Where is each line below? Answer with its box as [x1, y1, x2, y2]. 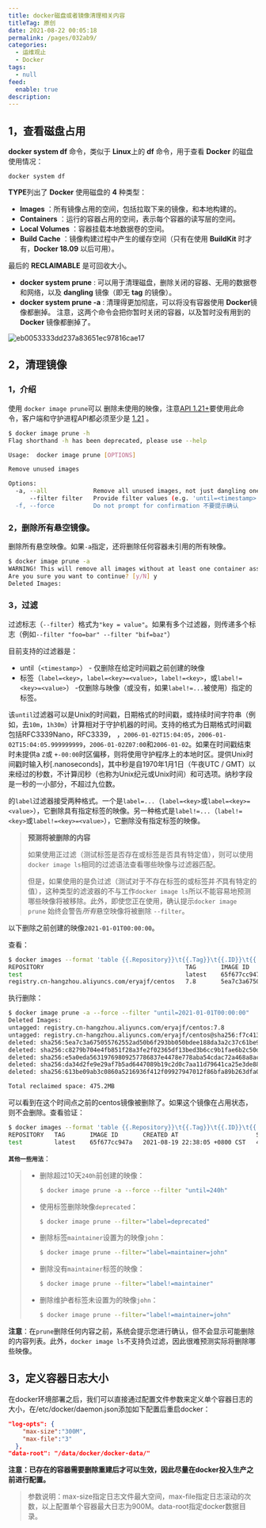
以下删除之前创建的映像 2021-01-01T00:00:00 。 [8, 922, 160, 933]
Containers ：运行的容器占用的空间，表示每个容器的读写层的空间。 [19, 214, 240, 224]
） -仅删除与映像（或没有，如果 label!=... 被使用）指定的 [66, 683, 253, 692]
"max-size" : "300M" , [22, 1427, 87, 1435]
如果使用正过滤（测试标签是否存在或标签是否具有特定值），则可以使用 [27, 849, 253, 859]
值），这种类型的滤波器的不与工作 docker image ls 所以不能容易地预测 [27, 886, 252, 895]
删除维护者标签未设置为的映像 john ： [39, 1295, 158, 1305]
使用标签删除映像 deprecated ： [39, 1202, 139, 1211]
